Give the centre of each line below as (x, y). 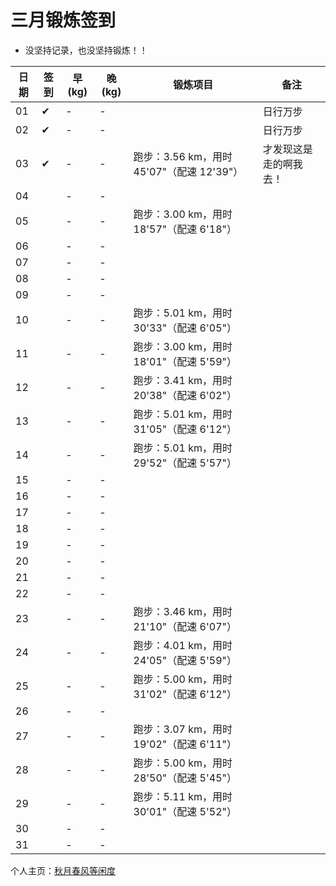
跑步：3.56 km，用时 (183, 156)
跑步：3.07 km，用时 (183, 729)
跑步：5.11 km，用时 (183, 796)
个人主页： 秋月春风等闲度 (63, 870)
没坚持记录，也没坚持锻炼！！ (86, 50)
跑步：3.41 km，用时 (183, 380)
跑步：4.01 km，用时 (183, 645)
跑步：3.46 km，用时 (183, 611)
